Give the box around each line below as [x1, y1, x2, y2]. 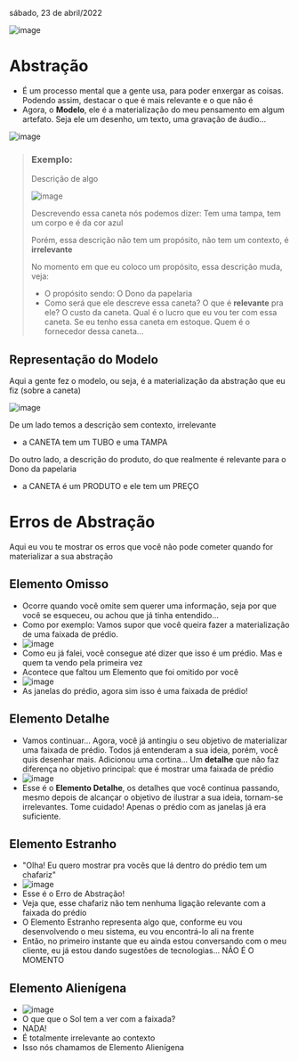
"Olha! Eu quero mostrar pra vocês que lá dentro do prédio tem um [21, 860, 268, 871]
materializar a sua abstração [9, 551, 114, 561]
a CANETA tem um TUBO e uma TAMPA [21, 437, 168, 448]
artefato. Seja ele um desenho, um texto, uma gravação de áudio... [21, 113, 267, 124]
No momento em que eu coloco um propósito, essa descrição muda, [30, 262, 283, 273]
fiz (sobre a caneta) [9, 385, 82, 396]
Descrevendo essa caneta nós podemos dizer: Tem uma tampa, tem [30, 208, 282, 219]
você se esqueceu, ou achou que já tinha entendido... [21, 609, 220, 620]
